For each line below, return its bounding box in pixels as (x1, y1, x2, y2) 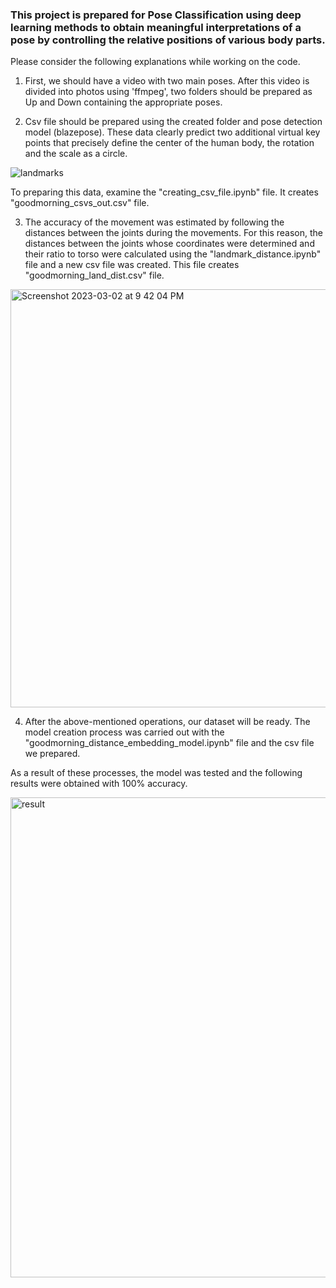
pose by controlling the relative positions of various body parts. (10, 33, 326, 47)
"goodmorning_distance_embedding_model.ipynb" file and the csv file (24, 737, 315, 749)
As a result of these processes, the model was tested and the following (10, 767, 303, 779)
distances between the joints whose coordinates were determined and (24, 238, 315, 250)
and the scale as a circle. (24, 148, 128, 160)
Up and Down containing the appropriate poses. (24, 96, 223, 108)
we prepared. (24, 748, 81, 760)
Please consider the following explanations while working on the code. (10, 56, 301, 68)
